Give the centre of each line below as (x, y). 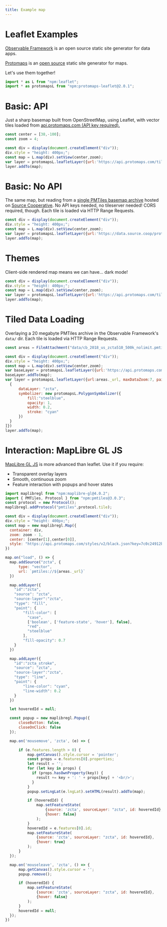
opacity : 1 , (40, 403)
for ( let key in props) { (54, 769)
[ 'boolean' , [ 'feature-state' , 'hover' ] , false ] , (80, 622)
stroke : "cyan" (43, 412)
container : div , (26, 530)
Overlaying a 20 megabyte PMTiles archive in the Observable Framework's (82, 333)
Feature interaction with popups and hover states (63, 484)
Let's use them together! (30, 73)
